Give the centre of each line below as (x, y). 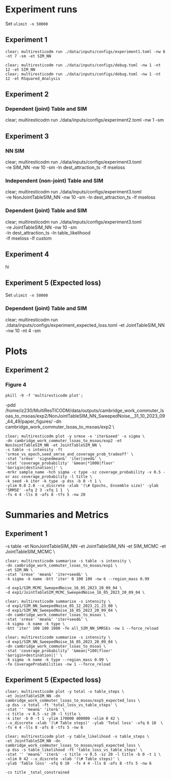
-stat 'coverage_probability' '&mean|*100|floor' (59, 651)
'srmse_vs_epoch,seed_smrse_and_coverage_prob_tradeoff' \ (69, 454)
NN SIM (15, 151)
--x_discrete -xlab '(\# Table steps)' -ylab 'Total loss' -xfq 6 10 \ (84, 723)
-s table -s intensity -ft (34, 450)
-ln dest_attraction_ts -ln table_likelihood (48, 232)
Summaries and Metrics (57, 515)
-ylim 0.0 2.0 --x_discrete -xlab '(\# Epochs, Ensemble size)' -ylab (82, 485)
